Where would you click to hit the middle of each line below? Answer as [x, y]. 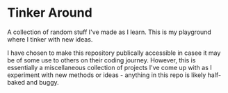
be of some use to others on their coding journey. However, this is [101, 60]
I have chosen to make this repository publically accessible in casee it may [114, 53]
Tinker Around [50, 13]
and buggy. [43, 82]
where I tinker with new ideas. [50, 39]
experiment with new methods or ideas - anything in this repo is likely [107, 75]
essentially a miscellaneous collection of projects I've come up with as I [109, 67]
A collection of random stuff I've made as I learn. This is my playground [109, 32]
